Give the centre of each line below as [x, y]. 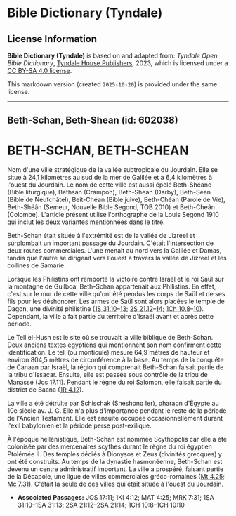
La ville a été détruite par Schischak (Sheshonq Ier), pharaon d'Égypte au [113, 403]
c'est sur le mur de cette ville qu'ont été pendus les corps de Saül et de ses [117, 294]
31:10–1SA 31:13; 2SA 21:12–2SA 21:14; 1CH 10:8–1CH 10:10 [101, 505]
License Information [52, 39]
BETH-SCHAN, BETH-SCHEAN [98, 151]
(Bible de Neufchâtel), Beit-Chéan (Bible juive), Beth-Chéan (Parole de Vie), [117, 200]
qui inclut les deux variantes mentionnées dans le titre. [86, 222]
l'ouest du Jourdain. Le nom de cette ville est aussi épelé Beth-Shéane [110, 185]
